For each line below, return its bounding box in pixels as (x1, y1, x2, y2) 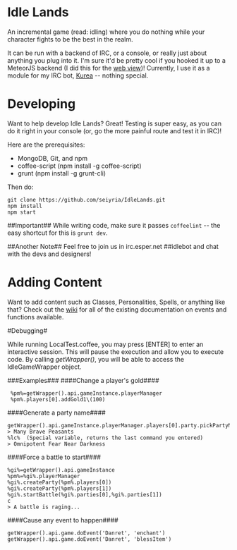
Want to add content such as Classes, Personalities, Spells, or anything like (7, 298, 226, 306)
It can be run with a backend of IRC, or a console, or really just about (7, 49, 207, 57)
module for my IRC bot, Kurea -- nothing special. (7, 71, 149, 80)
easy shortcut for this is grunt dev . (7, 228, 108, 237)
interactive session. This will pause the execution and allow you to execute (7, 347, 224, 356)
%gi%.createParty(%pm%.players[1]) (7, 484, 112, 492)
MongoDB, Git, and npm (17, 154, 88, 162)
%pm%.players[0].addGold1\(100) (10, 396, 106, 403)
